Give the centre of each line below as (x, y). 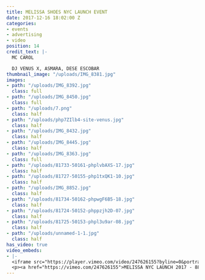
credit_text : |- (27, 52)
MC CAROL (23, 57)
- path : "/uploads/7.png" (39, 108)
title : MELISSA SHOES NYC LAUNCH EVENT (57, 12)
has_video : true (27, 245)
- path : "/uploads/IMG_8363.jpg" (49, 153)
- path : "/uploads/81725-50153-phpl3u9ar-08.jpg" (71, 222)
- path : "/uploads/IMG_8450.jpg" (49, 97)
